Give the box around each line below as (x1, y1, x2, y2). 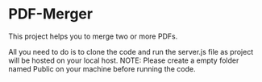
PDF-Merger (8, 5, 94, 23)
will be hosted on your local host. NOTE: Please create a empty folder (8, 55, 239, 65)
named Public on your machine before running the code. (8, 64, 196, 73)
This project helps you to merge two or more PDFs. (8, 31, 178, 41)
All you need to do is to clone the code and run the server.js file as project (8, 47, 254, 56)
